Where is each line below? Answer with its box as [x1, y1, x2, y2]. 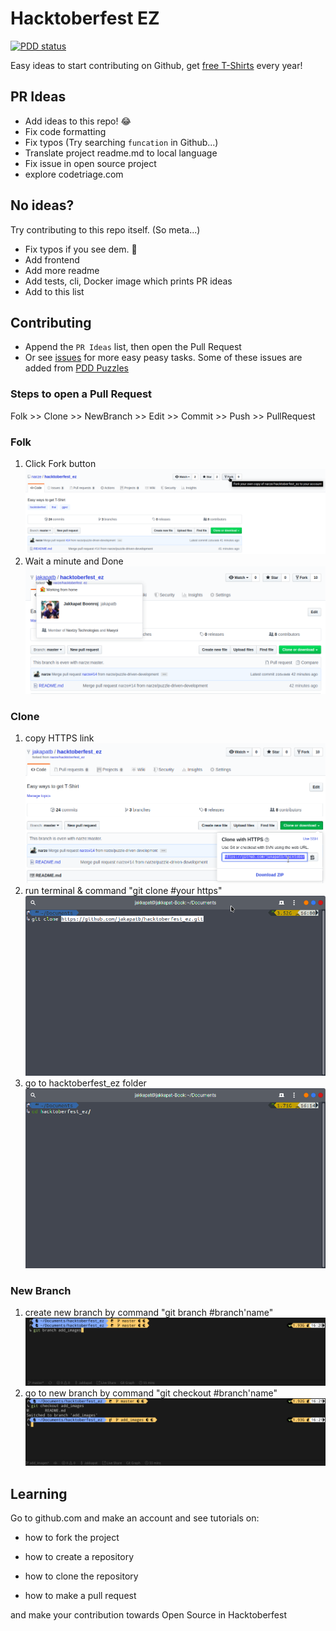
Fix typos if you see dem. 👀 [24, 243, 138, 255]
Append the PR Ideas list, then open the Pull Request [24, 341, 242, 353]
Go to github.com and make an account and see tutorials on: [10, 1512, 260, 1524]
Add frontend [24, 253, 80, 266]
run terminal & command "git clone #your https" [24, 885, 223, 897]
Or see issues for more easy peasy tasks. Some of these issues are [24, 352, 303, 364]
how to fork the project [24, 1532, 120, 1544]
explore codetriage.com [24, 168, 124, 180]
